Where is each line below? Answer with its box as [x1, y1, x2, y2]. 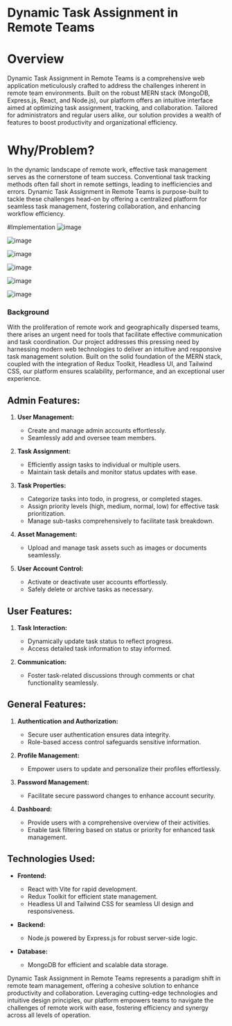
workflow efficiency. [7, 210, 66, 218]
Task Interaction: [17, 623, 68, 631]
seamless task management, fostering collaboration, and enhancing [7, 202, 201, 210]
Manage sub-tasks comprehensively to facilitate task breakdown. [27, 517, 215, 525]
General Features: [7, 699, 87, 710]
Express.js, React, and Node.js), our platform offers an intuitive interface [7, 96, 213, 105]
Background [7, 307, 50, 316]
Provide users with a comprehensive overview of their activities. [27, 818, 211, 827]
